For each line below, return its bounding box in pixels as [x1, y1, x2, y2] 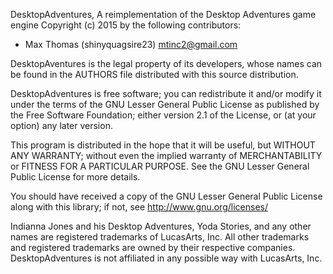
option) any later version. [10, 120, 113, 131]
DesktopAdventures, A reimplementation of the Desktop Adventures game [10, 9, 317, 20]
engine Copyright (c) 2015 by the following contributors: [10, 19, 242, 31]
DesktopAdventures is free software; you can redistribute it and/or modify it [10, 88, 322, 99]
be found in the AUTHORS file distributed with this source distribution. [10, 69, 299, 80]
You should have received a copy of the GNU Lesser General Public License [10, 190, 323, 202]
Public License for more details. [10, 171, 141, 183]
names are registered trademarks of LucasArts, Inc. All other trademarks [10, 231, 310, 243]
